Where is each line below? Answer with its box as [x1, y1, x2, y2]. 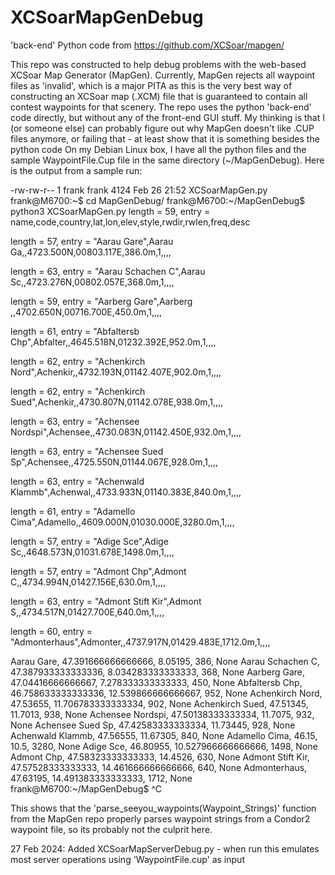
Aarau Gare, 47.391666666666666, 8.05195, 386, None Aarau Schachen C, [10, 655, 321, 667]
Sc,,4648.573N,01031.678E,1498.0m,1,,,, [10, 546, 175, 558]
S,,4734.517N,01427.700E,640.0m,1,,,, [10, 606, 165, 618]
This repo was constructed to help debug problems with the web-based [10, 58, 307, 70]
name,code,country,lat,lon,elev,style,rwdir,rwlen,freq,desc [10, 216, 251, 228]
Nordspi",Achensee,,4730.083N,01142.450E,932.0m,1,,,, [10, 426, 242, 438]
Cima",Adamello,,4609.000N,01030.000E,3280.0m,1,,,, [10, 516, 235, 528]
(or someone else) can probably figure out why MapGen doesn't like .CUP [10, 122, 315, 134]
